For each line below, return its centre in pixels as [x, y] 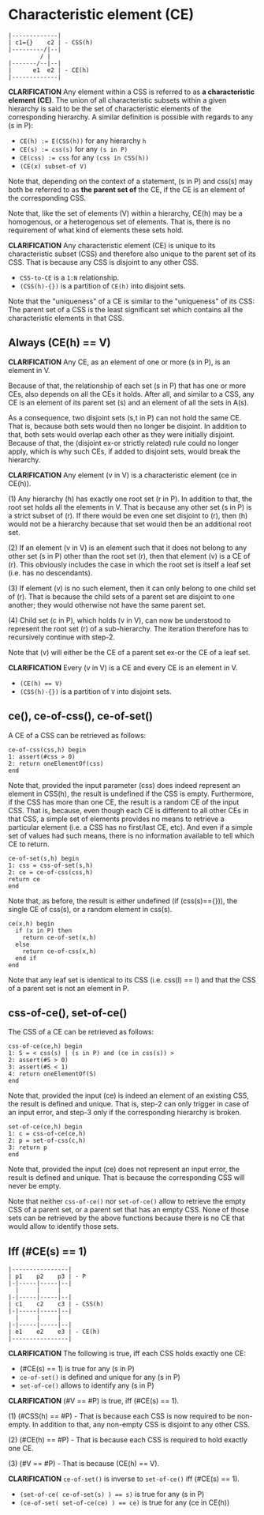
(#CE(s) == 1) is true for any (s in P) [77, 1369]
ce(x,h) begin [32, 923]
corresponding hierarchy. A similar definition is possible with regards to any [131, 117]
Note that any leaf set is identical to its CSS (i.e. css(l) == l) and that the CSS [132, 980]
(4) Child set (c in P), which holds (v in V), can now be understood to [119, 620]
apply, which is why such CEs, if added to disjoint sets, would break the [124, 451]
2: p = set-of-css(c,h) [47, 1141]
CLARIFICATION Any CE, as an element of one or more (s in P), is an [119, 362]
